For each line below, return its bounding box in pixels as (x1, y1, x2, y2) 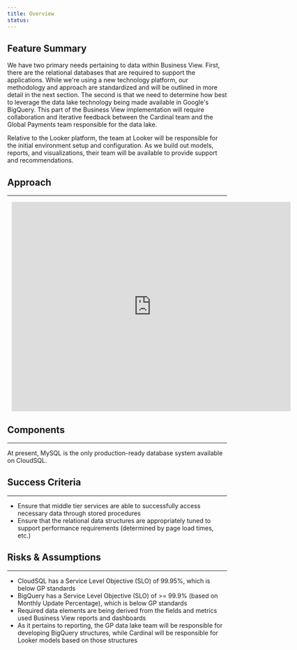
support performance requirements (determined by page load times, (17, 524, 214, 532)
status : (7, 17, 30, 24)
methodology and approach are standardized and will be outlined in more (7, 83, 218, 91)
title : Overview (7, 10, 54, 17)
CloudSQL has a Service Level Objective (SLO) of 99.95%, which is (17, 577, 211, 585)
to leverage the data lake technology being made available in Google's (7, 98, 209, 107)
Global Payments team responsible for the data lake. (7, 120, 158, 129)
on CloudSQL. (7, 456, 47, 464)
